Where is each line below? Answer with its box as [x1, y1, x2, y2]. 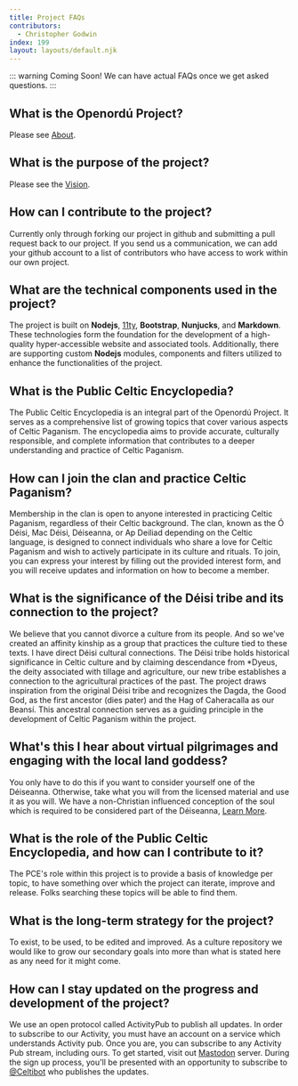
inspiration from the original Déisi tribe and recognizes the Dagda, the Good [9, 685, 286, 695]
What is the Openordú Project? [9, 106, 184, 121]
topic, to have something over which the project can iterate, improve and [9, 878, 276, 888]
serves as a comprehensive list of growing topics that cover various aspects [9, 417, 289, 427]
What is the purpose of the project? [9, 155, 210, 170]
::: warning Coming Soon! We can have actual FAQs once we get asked [9, 70, 270, 81]
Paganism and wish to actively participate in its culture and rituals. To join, [9, 547, 281, 556]
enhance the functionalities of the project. [9, 358, 163, 369]
